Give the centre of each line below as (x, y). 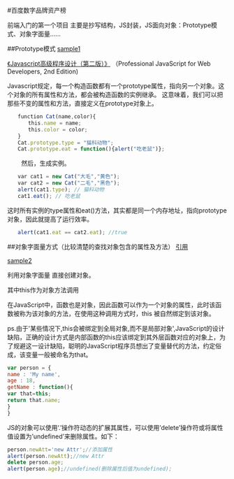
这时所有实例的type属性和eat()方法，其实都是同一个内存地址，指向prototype (117, 210)
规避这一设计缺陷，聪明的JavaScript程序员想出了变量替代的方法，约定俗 (117, 345)
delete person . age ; (36, 463)
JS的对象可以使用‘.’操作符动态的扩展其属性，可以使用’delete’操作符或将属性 (115, 427)
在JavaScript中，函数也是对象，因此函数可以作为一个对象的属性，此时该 (111, 305)
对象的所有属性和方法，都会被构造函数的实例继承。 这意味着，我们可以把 (118, 94)
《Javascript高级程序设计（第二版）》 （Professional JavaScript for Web (109, 64)
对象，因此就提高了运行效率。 (50, 219)
